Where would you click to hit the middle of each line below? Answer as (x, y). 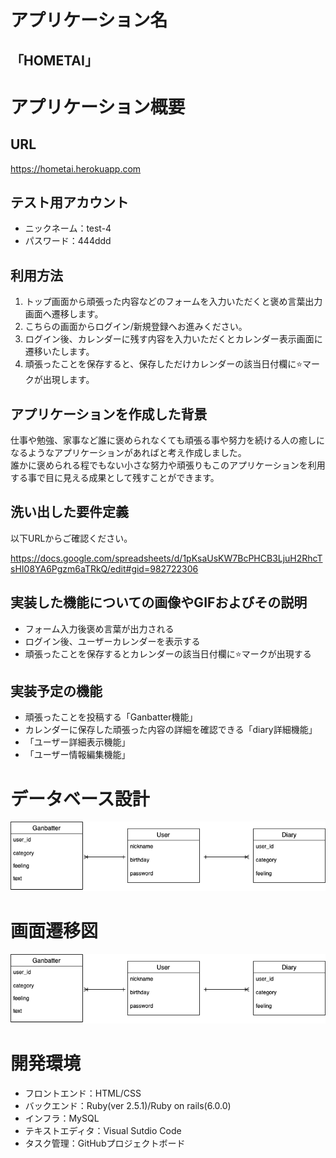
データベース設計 (80, 798)
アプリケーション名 (89, 20)
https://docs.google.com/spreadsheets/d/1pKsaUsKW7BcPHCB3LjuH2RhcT (166, 558)
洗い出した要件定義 (69, 512)
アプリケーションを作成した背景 (109, 414)
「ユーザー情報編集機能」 (77, 755)
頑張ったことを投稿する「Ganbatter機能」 (111, 717)
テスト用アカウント (69, 202)
